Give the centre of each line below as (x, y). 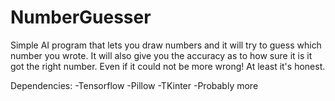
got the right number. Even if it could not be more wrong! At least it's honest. (168, 66)
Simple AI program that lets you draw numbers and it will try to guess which (166, 45)
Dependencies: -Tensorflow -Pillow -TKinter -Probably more (134, 85)
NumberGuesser (81, 17)
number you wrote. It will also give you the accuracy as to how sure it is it (161, 55)
